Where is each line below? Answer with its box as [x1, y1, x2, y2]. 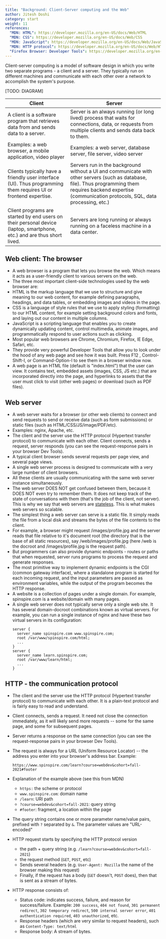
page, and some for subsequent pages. [12, 723, 93, 729]
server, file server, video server [70, 150, 143, 157]
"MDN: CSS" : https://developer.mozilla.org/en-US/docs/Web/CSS [9, 35, 142, 40]
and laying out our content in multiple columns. [12, 315, 108, 321]
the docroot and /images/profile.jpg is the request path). [12, 543, 127, 549]
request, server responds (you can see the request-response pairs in [12, 443, 153, 449]
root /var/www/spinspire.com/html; [17, 636, 90, 641]
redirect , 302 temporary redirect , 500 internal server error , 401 [19, 907, 156, 913]
